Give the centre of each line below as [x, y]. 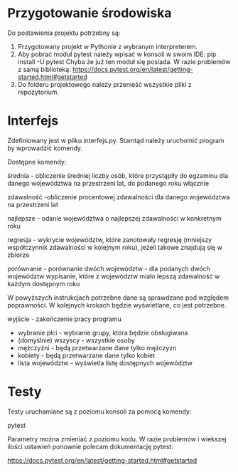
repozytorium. [38, 92]
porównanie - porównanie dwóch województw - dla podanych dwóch [109, 268]
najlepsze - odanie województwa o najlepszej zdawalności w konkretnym [115, 218]
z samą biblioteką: [44, 69]
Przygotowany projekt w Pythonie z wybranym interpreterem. [107, 46]
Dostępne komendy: [37, 162]
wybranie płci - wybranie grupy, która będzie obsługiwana [103, 332]
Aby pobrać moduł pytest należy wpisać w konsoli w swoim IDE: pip [117, 54]
